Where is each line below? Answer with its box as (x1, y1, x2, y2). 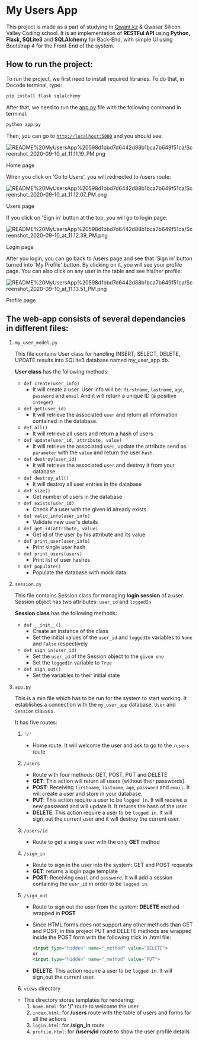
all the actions (32, 1015, 67, 1022)
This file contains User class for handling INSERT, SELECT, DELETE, (14, 350, 181, 357)
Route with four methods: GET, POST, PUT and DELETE (32, 771, 168, 779)
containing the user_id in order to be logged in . (32, 880, 149, 888)
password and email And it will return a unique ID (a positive (32, 393, 176, 400)
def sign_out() (23, 666, 61, 673)
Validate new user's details (32, 518, 98, 526)
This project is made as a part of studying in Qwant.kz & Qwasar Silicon (6, 23, 181, 30)
